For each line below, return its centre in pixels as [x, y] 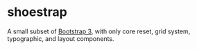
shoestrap [37, 12]
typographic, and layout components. [61, 38]
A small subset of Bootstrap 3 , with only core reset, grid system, [99, 31]
